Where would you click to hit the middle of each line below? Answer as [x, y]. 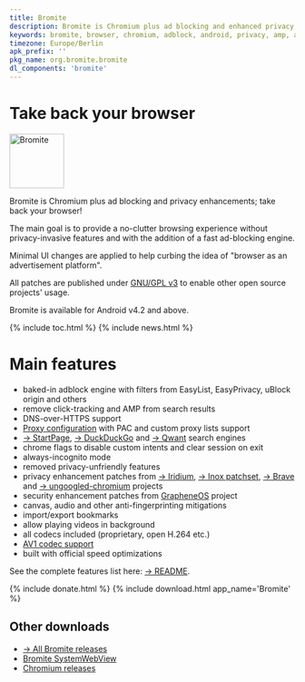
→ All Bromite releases [64, 648]
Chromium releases [59, 667]
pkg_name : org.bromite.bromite [69, 60]
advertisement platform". [56, 265]
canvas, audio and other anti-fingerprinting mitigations [124, 505]
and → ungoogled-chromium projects [93, 486]
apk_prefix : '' [38, 52]
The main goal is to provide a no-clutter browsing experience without [138, 228]
